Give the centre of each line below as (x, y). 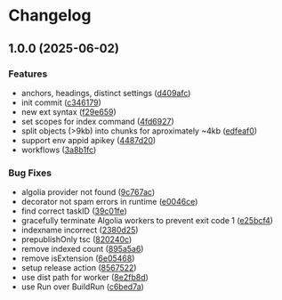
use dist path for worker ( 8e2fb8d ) (85, 278)
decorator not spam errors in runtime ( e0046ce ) (109, 202)
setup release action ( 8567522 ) (79, 268)
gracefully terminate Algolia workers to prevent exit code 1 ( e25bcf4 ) (147, 221)
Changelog (50, 16)
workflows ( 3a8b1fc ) (59, 150)
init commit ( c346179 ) (61, 102)
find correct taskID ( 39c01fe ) (74, 211)
